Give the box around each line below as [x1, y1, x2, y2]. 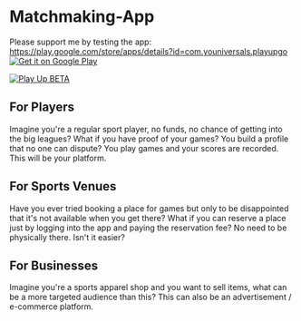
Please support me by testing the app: [9, 36, 152, 47]
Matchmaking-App [9, 6, 155, 27]
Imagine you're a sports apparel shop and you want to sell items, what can [9, 282, 287, 293]
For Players [9, 100, 75, 115]
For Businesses [9, 258, 98, 273]
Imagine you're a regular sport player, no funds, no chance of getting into [9, 123, 283, 134]
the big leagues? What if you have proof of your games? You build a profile [9, 133, 289, 144]
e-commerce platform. [9, 301, 93, 312]
